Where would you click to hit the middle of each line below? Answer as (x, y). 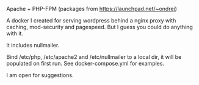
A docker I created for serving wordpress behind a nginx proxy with (91, 20)
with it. (15, 33)
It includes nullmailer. (33, 45)
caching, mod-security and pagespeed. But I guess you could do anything (100, 27)
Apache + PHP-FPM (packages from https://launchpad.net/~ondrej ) (92, 9)
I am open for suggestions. (40, 75)
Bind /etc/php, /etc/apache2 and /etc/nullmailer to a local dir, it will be (94, 57)
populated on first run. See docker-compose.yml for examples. (85, 63)
